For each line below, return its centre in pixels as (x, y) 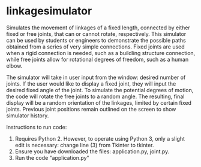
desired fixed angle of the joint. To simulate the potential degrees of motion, (100, 90)
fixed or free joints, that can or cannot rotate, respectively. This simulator (96, 34)
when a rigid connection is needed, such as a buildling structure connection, (101, 53)
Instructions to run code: (37, 127)
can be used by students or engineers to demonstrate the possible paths (96, 40)
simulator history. (28, 116)
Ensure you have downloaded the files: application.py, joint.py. (92, 151)
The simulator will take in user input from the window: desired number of (96, 77)
